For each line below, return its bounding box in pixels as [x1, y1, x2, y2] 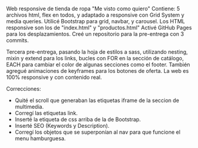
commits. [6, 37, 29, 44]
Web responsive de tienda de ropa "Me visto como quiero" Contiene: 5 [6, 5, 180, 12]
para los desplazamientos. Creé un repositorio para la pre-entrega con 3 [6, 30, 184, 38]
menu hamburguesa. [14, 135, 66, 142]
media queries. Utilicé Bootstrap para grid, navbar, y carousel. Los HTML [6, 18, 185, 24]
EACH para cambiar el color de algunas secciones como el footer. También [6, 61, 190, 68]
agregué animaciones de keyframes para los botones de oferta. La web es [6, 67, 189, 74]
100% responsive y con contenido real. [6, 74, 103, 81]
